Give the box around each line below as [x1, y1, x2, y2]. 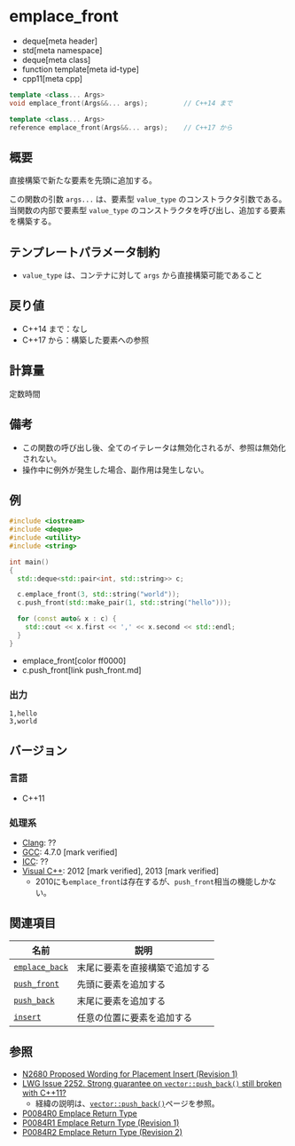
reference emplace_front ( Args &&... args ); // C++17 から [9, 123, 233, 132]
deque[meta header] [21, 36, 98, 46]
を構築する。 [9, 216, 56, 227]
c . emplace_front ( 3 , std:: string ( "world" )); [17, 590, 180, 599]
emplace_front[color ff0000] [21, 655, 127, 666]
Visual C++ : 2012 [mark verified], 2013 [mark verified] [21, 865, 220, 876]
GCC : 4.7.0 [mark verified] [21, 846, 118, 858]
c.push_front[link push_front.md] [21, 664, 142, 676]
